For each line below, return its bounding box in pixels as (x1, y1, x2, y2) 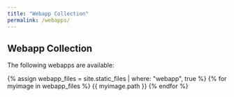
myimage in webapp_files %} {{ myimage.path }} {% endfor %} (7, 82, 189, 91)
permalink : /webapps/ (7, 17, 71, 24)
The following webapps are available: (7, 61, 115, 70)
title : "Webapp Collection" (7, 10, 89, 17)
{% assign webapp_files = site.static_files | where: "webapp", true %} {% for (7, 75, 227, 83)
